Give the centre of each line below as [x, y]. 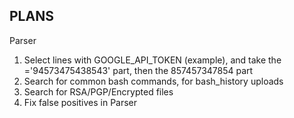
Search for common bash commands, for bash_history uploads [153, 81]
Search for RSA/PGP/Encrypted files [98, 91]
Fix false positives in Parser [80, 102]
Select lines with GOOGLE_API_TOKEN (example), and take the [152, 60]
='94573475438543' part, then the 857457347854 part [138, 70]
